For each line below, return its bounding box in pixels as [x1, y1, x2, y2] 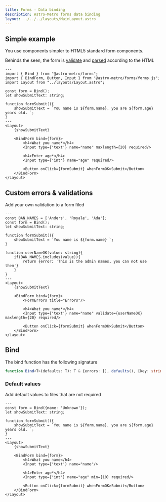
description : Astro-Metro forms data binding [5, 12, 100, 17]
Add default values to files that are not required [5, 391, 101, 397]
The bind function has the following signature [5, 359, 98, 365]
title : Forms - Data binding [5, 7, 65, 12]
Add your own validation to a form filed [5, 202, 84, 208]
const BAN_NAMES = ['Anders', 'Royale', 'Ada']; [5, 216, 107, 221]
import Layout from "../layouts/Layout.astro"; [5, 80, 105, 85]
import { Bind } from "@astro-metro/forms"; [5, 71, 98, 77]
